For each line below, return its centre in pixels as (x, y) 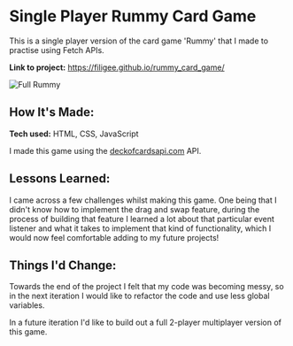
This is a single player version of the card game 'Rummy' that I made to (139, 41)
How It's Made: (52, 112)
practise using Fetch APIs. (57, 50)
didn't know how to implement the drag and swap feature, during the (135, 209)
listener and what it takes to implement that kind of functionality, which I (140, 228)
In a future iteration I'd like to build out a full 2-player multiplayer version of (145, 323)
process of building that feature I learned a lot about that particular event (142, 219)
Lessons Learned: (60, 179)
